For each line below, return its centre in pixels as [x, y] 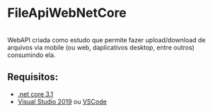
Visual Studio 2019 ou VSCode [62, 101]
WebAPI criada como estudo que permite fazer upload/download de [106, 39]
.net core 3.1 [35, 94]
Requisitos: [33, 77]
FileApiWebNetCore [67, 13]
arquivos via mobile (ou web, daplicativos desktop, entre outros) [101, 47]
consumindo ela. [31, 55]
